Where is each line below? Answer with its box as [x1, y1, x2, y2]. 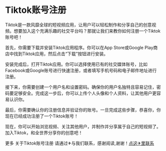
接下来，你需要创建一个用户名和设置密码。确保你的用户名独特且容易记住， [5, 84, 157, 90]
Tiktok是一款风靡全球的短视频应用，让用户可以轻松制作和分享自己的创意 [5, 22, 152, 28]
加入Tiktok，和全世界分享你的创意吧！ [5, 129, 83, 136]
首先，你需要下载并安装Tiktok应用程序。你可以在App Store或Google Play [5, 44, 154, 50]
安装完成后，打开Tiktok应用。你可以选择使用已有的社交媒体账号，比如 [5, 61, 148, 67]
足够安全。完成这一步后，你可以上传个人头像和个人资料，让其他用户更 [13, 90, 157, 96]
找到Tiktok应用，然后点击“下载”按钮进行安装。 [13, 50, 108, 57]
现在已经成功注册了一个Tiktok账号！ [5, 113, 79, 119]
